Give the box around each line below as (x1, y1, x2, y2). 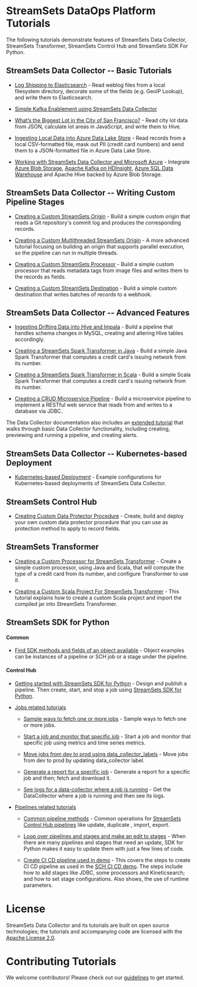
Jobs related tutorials (14, 704, 66, 711)
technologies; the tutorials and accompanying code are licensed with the (6, 928, 182, 935)
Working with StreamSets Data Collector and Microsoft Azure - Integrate (14, 158, 190, 165)
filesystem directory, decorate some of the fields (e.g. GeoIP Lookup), (14, 87, 184, 95)
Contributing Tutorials (6, 955, 116, 968)
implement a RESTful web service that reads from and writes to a (14, 402, 172, 409)
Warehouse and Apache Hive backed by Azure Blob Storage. (14, 171, 162, 178)
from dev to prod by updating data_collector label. (23, 757, 145, 764)
